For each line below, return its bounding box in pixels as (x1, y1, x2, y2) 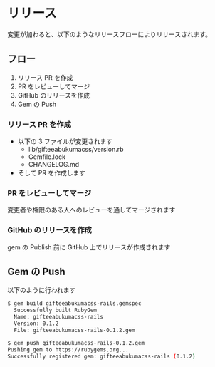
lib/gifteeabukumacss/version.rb (28, 145, 124, 154)
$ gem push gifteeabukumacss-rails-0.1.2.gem (7, 339, 145, 346)
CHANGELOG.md (28, 160, 80, 169)
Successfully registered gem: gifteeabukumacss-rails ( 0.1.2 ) (7, 353, 196, 360)
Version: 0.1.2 (14, 320, 59, 327)
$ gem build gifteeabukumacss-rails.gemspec (7, 300, 142, 307)
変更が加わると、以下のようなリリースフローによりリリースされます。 (7, 30, 212, 38)
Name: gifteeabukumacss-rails (14, 314, 103, 321)
